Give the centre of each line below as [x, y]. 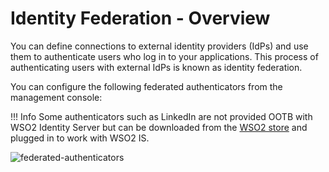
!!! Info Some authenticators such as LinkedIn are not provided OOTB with [161, 116]
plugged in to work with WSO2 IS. [80, 138]
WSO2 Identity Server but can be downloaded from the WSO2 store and [159, 127]
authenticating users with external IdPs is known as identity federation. [156, 67]
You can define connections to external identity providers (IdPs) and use [159, 46]
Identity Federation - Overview [140, 18]
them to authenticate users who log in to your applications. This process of [164, 56]
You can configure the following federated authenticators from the [146, 86]
